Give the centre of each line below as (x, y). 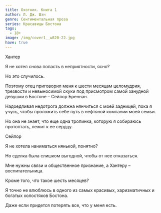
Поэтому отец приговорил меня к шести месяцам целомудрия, (73, 86)
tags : (11, 29)
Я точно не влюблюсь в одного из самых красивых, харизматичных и (80, 190)
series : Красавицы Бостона (33, 24)
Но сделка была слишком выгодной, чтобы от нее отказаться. (72, 155)
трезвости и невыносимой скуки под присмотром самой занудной (77, 91)
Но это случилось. (25, 76)
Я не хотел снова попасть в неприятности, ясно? (57, 66)
